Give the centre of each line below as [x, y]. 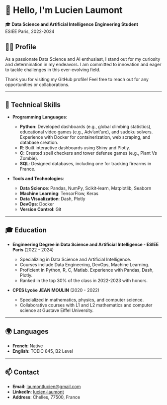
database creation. [39, 142]
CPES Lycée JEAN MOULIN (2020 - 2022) [56, 290]
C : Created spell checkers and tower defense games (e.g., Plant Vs [88, 153]
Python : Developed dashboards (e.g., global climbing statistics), [85, 126]
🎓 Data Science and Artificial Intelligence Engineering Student [72, 24]
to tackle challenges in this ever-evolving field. [53, 70]
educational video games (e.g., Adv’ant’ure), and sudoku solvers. [86, 132]
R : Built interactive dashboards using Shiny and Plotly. [75, 148]
